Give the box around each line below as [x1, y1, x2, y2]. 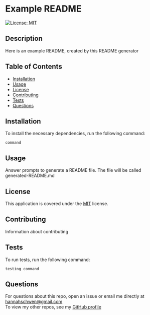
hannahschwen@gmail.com [5, 298, 63, 305]
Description [5, 34, 43, 43]
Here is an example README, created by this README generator [5, 47, 139, 53]
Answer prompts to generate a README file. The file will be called [5, 167, 141, 173]
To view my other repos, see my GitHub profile [5, 304, 102, 310]
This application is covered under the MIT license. [5, 201, 109, 207]
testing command [5, 266, 39, 271]
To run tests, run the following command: [5, 257, 90, 263]
